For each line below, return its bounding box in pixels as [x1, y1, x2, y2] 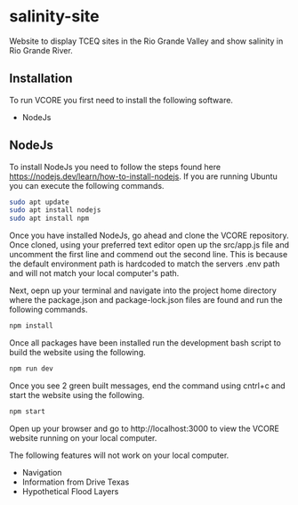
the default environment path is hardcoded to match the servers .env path [9, 258, 280, 269]
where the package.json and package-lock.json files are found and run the [9, 295, 283, 305]
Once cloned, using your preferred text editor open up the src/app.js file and [9, 240, 290, 250]
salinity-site [9, 6, 100, 27]
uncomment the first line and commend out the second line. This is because [9, 249, 288, 260]
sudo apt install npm [9, 214, 90, 224]
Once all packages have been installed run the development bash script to [9, 338, 282, 348]
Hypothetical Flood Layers [21, 485, 119, 496]
